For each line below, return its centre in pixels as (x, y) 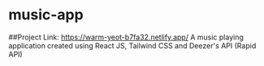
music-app (46, 15)
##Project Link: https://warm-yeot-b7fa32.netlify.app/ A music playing (126, 37)
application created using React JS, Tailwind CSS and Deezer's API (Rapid (132, 45)
